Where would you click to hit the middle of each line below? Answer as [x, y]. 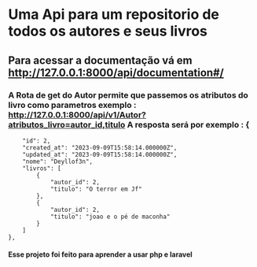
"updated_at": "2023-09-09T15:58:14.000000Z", [100, 154]
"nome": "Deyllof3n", [57, 161]
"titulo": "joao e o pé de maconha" [110, 217]
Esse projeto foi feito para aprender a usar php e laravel [100, 254]
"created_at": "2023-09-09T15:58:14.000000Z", [100, 147]
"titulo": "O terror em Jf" [96, 189]
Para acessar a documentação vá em [100, 60]
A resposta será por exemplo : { [188, 124]
